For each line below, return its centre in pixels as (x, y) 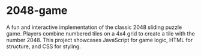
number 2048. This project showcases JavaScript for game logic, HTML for (100, 40)
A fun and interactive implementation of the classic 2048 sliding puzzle (94, 27)
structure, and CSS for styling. (43, 46)
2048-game (37, 11)
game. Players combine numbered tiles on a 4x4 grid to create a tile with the (100, 33)
